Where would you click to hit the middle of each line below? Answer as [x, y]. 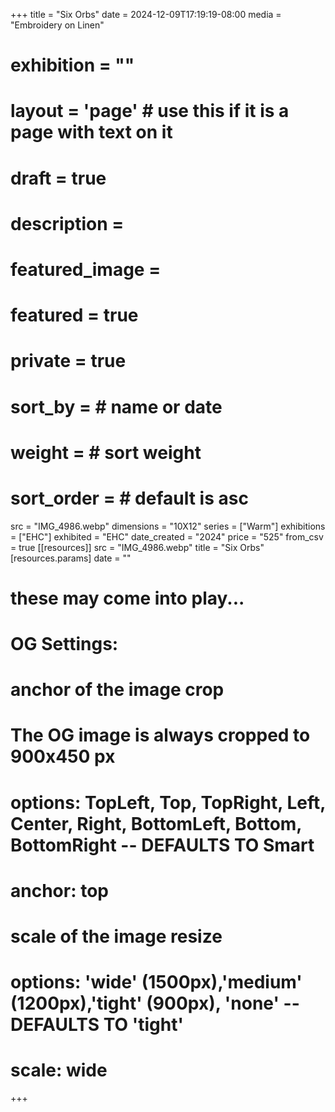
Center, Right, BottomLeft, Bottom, [156, 823]
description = [67, 223]
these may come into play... [127, 598]
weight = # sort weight [106, 452]
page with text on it [91, 132]
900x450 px [63, 756]
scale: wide [59, 1070]
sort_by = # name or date [116, 406]
